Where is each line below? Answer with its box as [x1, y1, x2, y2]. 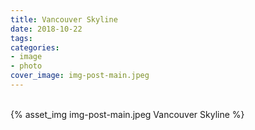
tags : [10, 33, 33, 43]
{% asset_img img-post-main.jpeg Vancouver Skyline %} [10, 108, 245, 120]
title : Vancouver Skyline [10, 14, 118, 25]
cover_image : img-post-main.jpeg [10, 71, 150, 81]
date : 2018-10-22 [10, 24, 83, 34]
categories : [10, 42, 60, 53]
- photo [10, 61, 43, 71]
